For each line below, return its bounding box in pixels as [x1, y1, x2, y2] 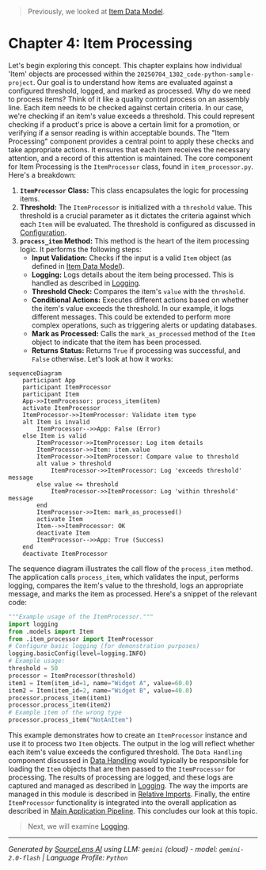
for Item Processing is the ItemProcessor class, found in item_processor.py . [8, 162, 253, 171]
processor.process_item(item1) [8, 694, 112, 702]
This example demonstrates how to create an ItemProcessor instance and [8, 730, 248, 740]
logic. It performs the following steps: [19, 244, 142, 254]
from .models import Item [8, 627, 93, 635]
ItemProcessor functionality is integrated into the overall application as [8, 798, 237, 807]
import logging [8, 620, 59, 628]
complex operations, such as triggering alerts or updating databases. [31, 320, 257, 330]
